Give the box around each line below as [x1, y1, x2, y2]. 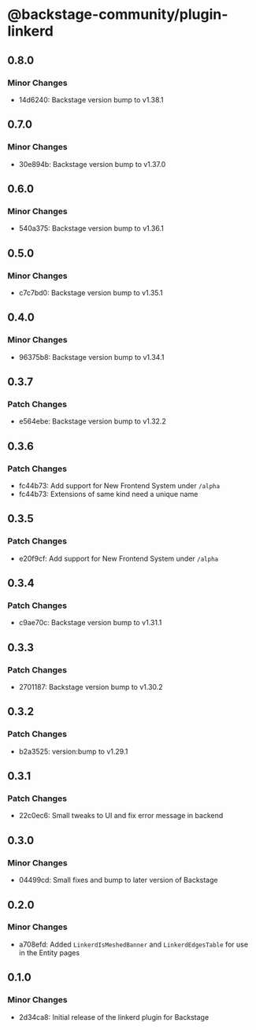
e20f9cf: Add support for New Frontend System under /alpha [18, 554, 218, 563]
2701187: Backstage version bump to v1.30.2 [18, 683, 163, 692]
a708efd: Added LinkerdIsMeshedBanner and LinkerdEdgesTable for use [18, 939, 249, 949]
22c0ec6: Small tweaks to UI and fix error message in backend [18, 811, 224, 821]
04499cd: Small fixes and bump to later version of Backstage [18, 876, 218, 885]
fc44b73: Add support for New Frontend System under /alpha [18, 481, 221, 490]
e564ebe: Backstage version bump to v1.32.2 [18, 417, 166, 426]
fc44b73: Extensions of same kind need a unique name [18, 490, 198, 498]
